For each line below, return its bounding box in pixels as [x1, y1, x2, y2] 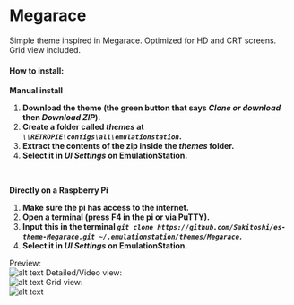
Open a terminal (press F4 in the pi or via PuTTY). [22, 212, 211, 222]
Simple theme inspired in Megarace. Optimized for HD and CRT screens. [9, 35, 277, 46]
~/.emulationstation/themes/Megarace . [98, 231, 243, 242]
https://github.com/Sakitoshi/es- [156, 223, 286, 232]
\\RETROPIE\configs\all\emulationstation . [22, 131, 182, 142]
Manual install [9, 85, 64, 96]
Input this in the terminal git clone [22, 222, 154, 232]
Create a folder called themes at [22, 122, 145, 133]
